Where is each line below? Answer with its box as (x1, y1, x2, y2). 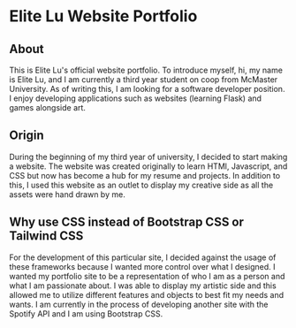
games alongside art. (9, 103, 87, 112)
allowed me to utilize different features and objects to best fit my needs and (9, 289, 285, 300)
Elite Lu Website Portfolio (9, 6, 198, 27)
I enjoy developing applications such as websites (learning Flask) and (9, 93, 262, 103)
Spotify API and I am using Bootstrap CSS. (9, 308, 163, 319)
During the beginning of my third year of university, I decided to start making (9, 151, 288, 162)
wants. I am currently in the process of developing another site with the (9, 299, 269, 309)
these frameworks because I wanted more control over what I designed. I (9, 261, 276, 271)
